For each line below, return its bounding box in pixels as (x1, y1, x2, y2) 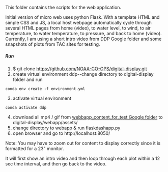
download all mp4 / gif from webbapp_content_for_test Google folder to (12, 114, 163, 120)
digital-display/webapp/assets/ (12, 119, 78, 125)
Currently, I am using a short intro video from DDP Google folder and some (5, 36, 162, 42)
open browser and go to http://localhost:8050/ (12, 130, 110, 136)
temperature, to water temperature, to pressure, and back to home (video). (5, 31, 162, 36)
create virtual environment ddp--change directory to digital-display (12, 71, 154, 77)
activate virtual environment (12, 95, 72, 101)
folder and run (12, 76, 43, 82)
